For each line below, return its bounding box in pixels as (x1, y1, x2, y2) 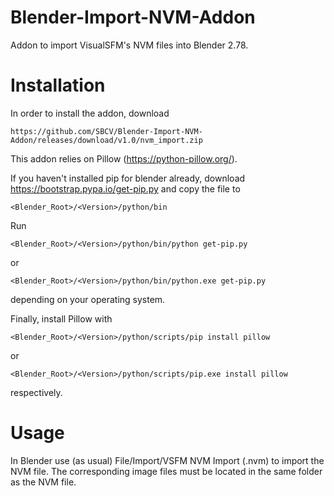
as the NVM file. (10, 476, 77, 488)
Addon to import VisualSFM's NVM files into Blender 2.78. (10, 39, 249, 51)
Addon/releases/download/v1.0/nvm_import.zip (10, 135, 203, 145)
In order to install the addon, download (10, 107, 170, 119)
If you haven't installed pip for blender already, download (10, 172, 246, 184)
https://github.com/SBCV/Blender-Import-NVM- (10, 126, 203, 136)
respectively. (10, 386, 63, 398)
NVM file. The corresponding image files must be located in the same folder (10, 465, 323, 477)
